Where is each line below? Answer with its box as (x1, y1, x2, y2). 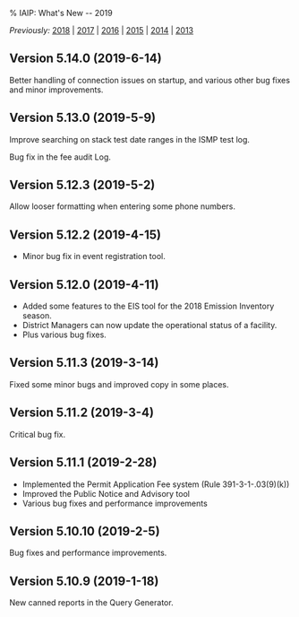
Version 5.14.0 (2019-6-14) (9, 51, 163, 66)
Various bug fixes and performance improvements (21, 498, 208, 508)
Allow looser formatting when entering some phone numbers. (9, 201, 235, 212)
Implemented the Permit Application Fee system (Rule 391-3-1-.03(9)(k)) (21, 479, 290, 490)
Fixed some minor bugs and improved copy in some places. (9, 378, 230, 389)
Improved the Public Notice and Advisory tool (21, 488, 191, 499)
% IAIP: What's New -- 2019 (9, 8, 114, 18)
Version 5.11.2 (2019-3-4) (9, 405, 155, 421)
